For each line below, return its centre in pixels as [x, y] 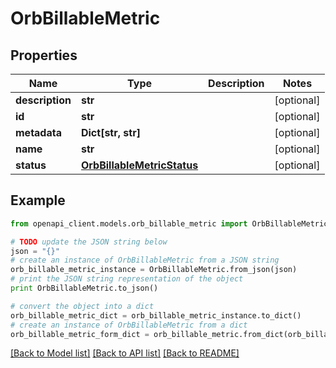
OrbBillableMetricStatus [139, 165]
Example [38, 200]
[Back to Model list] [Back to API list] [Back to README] [125, 353]
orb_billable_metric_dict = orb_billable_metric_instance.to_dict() [156, 315]
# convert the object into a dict [82, 306]
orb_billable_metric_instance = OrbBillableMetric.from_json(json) [154, 270]
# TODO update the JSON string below [89, 242]
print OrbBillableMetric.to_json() [84, 288]
